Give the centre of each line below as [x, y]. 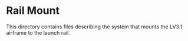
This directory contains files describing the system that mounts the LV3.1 [94, 27]
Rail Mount [33, 11]
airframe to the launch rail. [38, 32]
